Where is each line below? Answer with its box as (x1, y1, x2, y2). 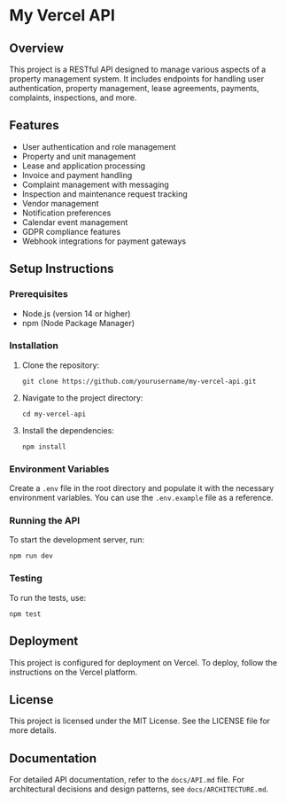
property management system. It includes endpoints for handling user (9, 74, 264, 84)
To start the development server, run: (9, 534, 144, 545)
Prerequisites (9, 288, 68, 300)
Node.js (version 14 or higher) (21, 308, 131, 319)
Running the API (9, 515, 81, 527)
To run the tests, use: (9, 592, 87, 603)
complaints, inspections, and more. (9, 92, 137, 103)
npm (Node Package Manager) (21, 317, 135, 328)
